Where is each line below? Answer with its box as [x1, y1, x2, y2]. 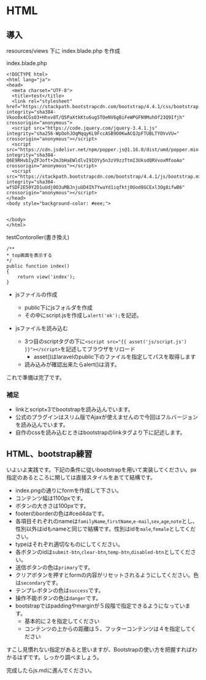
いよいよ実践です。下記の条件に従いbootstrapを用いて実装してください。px [6, 466, 197, 473]
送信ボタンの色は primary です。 [15, 564, 94, 571]
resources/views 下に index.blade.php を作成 [6, 47, 121, 54]
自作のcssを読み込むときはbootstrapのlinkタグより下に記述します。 [15, 429, 186, 437]
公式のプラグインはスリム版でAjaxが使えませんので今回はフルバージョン [15, 413, 198, 421]
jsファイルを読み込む [15, 325, 69, 332]
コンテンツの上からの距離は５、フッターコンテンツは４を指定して [24, 625, 191, 633]
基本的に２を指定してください [24, 617, 100, 625]
